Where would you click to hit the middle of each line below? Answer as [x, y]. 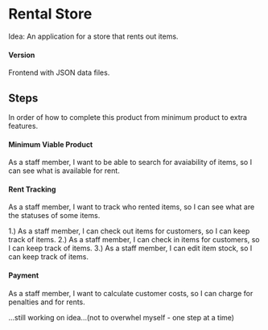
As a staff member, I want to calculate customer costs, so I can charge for [131, 293]
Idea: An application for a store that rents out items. [93, 36]
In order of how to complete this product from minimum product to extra [128, 117]
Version [22, 55]
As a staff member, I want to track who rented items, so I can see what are [132, 207]
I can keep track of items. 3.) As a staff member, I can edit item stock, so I [130, 248]
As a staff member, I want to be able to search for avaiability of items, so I [130, 163]
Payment [24, 275]
